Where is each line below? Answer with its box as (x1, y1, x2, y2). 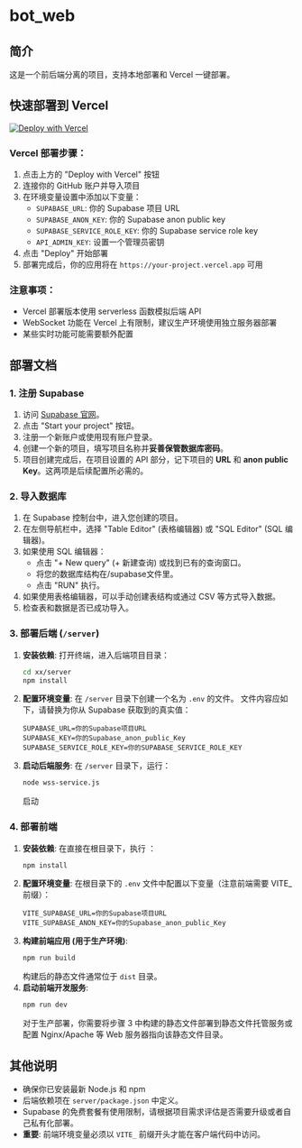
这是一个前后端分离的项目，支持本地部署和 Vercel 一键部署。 (9, 69, 235, 79)
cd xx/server (22, 667, 72, 676)
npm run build (22, 953, 76, 963)
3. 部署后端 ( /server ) (9, 628, 100, 640)
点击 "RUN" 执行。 (35, 580, 105, 591)
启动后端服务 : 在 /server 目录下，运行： (22, 760, 171, 771)
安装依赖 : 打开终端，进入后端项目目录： (22, 649, 169, 660)
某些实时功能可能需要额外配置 (22, 328, 133, 339)
